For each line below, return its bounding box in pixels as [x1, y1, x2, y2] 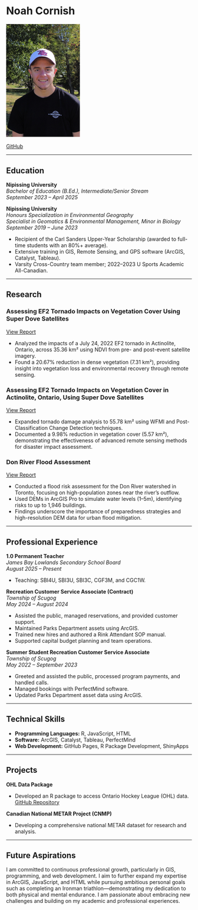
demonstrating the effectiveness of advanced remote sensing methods [14, 436, 187, 444]
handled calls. [14, 679, 49, 686]
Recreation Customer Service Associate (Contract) [6, 588, 134, 595]
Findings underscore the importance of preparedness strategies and [14, 508, 181, 515]
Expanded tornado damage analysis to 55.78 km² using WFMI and [14, 418, 176, 425]
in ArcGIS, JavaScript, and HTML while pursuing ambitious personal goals [6, 879, 186, 886]
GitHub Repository [14, 798, 60, 805]
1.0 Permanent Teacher [6, 553, 65, 560]
